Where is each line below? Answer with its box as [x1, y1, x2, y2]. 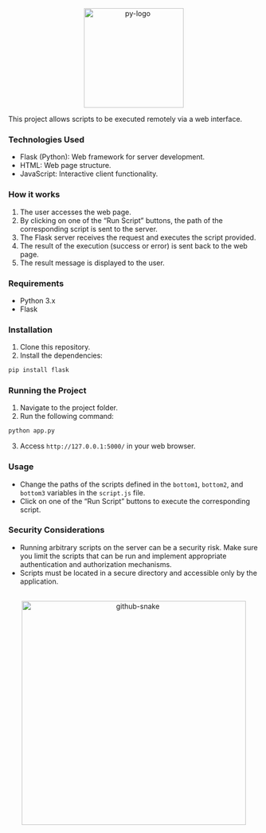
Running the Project [8, 385, 87, 396]
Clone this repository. [19, 342, 91, 352]
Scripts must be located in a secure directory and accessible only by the [19, 568, 257, 577]
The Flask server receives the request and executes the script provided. [19, 233, 256, 242]
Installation [8, 324, 53, 335]
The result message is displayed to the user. [19, 258, 165, 268]
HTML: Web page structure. [19, 161, 111, 170]
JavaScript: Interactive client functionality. [19, 169, 158, 178]
